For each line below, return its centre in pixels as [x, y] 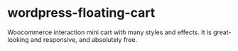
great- [222, 32]
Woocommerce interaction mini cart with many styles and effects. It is [109, 32]
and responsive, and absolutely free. [84, 39]
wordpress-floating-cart [81, 13]
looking [18, 39]
